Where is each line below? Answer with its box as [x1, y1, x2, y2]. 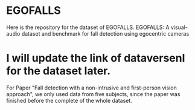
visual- [170, 24, 188, 31]
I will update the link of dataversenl [6, 51, 185, 65]
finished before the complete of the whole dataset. [6, 97, 133, 104]
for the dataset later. [6, 64, 111, 78]
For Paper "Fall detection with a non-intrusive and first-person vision [6, 84, 177, 91]
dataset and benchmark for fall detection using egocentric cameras [21, 30, 190, 37]
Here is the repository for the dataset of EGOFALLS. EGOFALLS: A [6, 24, 170, 31]
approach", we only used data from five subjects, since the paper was [6, 90, 181, 97]
